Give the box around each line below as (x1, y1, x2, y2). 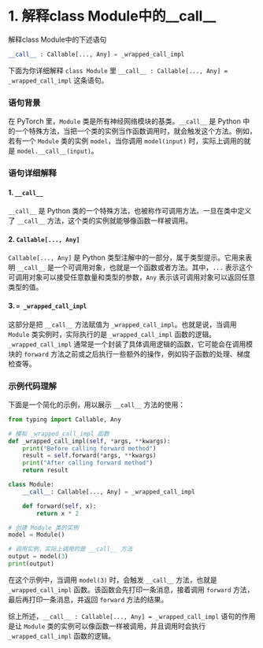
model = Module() (8, 531, 65, 539)
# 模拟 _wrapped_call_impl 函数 (8, 430, 110, 438)
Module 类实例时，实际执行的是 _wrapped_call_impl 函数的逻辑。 (8, 329, 217, 339)
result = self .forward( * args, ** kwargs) (22, 452, 157, 460)
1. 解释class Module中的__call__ (8, 7, 217, 25)
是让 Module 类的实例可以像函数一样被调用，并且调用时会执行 (8, 621, 206, 631)
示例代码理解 (8, 380, 57, 391)
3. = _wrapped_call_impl (8, 301, 87, 311)
